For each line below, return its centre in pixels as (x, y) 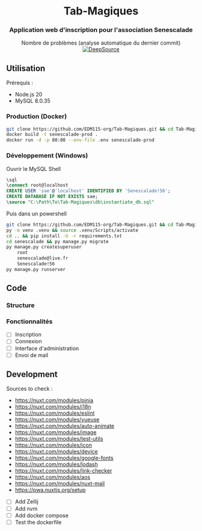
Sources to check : (29, 389)
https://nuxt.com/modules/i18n (53, 407)
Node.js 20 (29, 95)
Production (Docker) (37, 117)
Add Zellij (27, 501)
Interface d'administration (47, 348)
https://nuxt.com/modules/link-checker (63, 471)
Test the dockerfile (38, 522)
